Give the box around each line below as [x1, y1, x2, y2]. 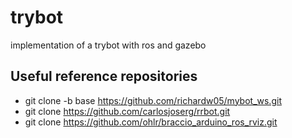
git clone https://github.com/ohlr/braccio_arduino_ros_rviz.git [24, 116, 278, 128]
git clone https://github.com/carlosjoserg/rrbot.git [24, 105, 231, 117]
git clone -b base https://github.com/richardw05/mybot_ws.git [24, 94, 282, 106]
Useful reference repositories [10, 68, 198, 85]
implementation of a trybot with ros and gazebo [10, 39, 207, 51]
